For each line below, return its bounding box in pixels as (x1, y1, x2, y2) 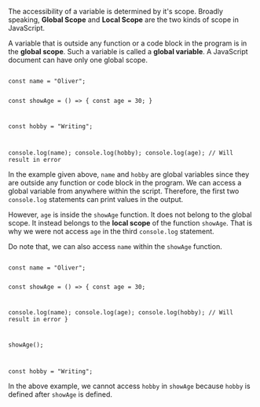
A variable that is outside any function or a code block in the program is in (8, 38, 247, 48)
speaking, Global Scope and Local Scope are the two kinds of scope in (8, 15, 240, 24)
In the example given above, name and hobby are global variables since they (8, 169, 250, 179)
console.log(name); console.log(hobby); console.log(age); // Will (8, 148, 234, 156)
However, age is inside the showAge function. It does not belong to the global (8, 210, 252, 219)
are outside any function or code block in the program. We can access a (8, 178, 242, 187)
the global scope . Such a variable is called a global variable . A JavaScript (8, 47, 249, 56)
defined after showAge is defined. (8, 389, 112, 399)
